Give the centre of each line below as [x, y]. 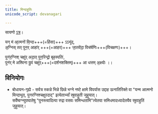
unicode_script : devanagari [34, 14]
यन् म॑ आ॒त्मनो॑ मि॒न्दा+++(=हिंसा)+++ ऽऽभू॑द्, [40, 42]
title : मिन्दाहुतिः [19, 9]
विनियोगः [15, 78]
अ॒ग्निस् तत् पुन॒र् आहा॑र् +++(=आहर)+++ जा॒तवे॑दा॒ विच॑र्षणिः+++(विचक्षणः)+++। [68, 47]
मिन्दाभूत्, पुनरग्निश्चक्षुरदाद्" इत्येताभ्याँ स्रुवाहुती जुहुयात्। [55, 95]
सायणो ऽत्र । [14, 32]
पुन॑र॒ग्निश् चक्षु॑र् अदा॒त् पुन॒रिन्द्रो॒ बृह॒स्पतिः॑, [35, 57]
